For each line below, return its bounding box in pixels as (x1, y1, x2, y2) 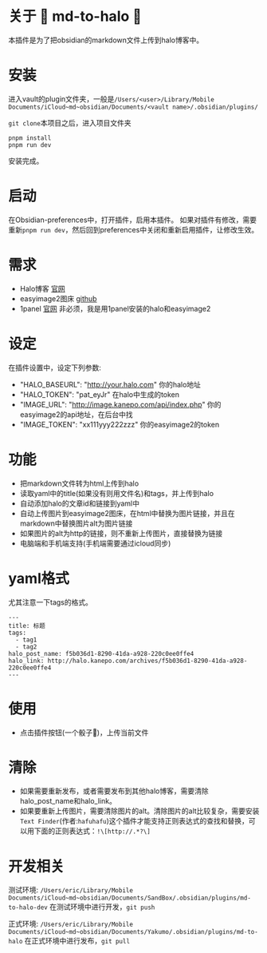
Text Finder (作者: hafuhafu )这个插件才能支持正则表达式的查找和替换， (19, 816, 249, 826)
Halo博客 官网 (19, 284, 65, 293)
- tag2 (15, 642, 37, 651)
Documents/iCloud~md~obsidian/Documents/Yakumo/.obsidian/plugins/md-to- (8, 928, 259, 936)
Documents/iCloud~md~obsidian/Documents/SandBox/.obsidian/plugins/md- (8, 894, 251, 903)
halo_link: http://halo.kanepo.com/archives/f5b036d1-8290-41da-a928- (8, 657, 248, 665)
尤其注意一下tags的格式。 (8, 597, 93, 607)
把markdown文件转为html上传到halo (19, 478, 139, 488)
